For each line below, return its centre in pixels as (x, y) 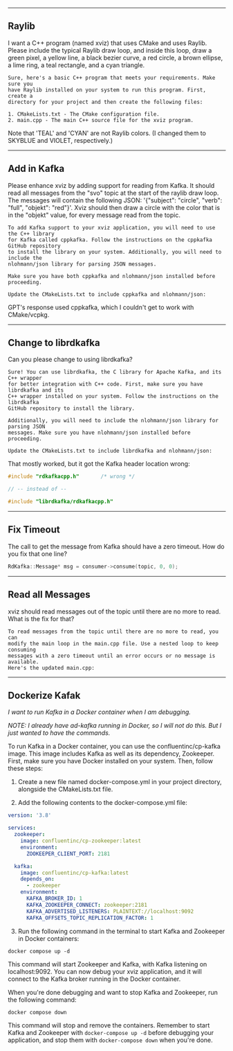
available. (24, 662)
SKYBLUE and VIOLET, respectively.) (60, 140)
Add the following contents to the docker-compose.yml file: (102, 803)
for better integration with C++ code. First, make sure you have (105, 384)
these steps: (26, 768)
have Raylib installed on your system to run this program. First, (107, 90)
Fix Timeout (34, 530)
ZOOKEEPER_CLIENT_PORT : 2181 (68, 853)
